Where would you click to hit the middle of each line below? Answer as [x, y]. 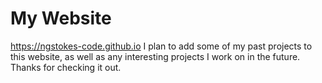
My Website [61, 18]
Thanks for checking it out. [66, 67]
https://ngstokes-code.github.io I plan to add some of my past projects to [161, 46]
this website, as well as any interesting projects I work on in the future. [155, 56]
